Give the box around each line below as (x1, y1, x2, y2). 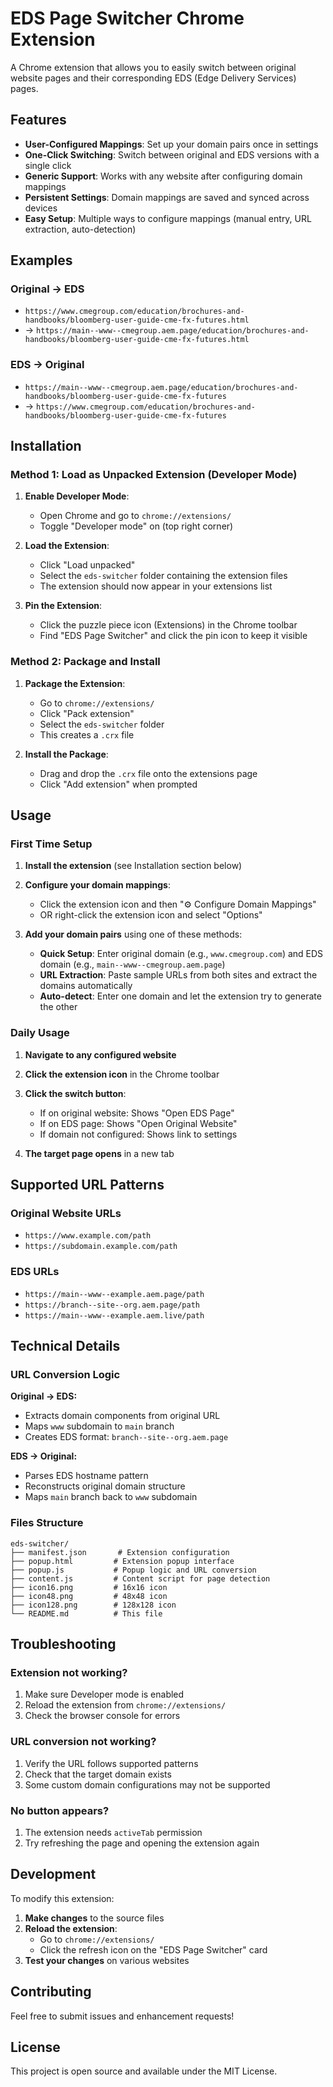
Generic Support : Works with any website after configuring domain (24, 170, 303, 182)
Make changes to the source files (24, 1912, 165, 1924)
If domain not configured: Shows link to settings (39, 1128, 238, 1140)
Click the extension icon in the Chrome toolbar (24, 1068, 220, 1080)
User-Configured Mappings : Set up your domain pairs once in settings (24, 138, 319, 150)
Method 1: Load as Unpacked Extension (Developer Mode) (10, 468, 298, 482)
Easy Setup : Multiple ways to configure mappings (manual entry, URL (24, 212, 312, 224)
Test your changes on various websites (24, 1954, 190, 1966)
